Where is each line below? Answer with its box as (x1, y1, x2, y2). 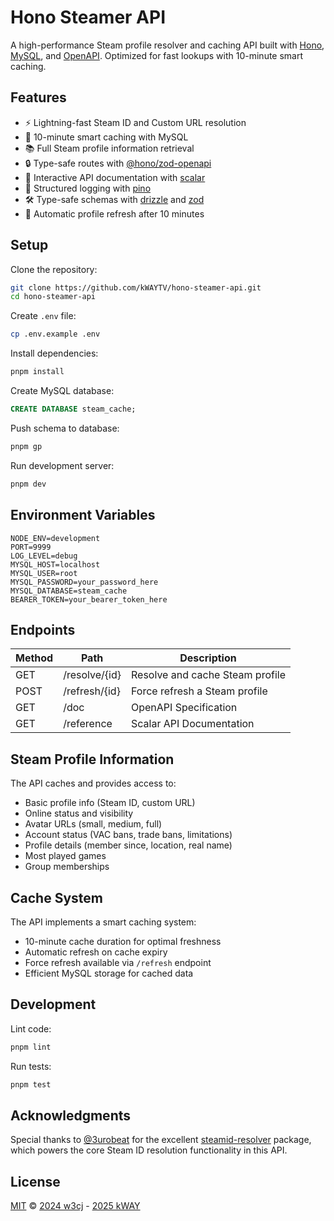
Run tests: (10, 1060, 52, 1072)
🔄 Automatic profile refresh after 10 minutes (24, 207, 205, 220)
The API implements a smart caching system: (10, 916, 197, 928)
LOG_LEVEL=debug (10, 551, 78, 561)
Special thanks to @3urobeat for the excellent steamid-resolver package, (10, 1134, 312, 1146)
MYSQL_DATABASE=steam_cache (10, 586, 128, 596)
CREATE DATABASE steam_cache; (10, 404, 137, 415)
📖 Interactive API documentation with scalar (24, 171, 206, 183)
